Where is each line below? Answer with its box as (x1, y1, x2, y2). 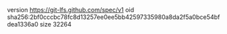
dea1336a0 (7, 20, 39, 28)
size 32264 (40, 20, 72, 28)
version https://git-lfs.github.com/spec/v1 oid (7, 6, 135, 14)
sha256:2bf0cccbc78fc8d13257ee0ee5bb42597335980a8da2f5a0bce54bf (7, 13, 220, 21)
